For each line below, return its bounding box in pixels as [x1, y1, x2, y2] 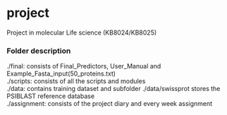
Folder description [6, 46, 71, 56]
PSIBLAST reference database [6, 92, 95, 100]
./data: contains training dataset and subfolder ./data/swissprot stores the [6, 85, 221, 93]
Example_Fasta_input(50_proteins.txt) [6, 69, 116, 78]
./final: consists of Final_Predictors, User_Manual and [6, 62, 161, 71]
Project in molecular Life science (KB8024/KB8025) [6, 28, 157, 37]
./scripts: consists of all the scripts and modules [6, 77, 146, 85]
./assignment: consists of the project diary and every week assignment [6, 99, 213, 108]
